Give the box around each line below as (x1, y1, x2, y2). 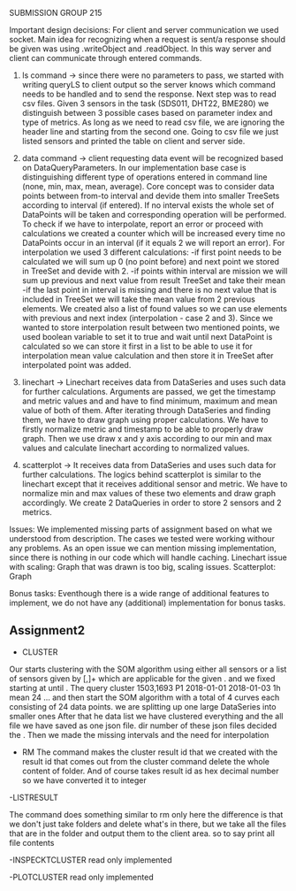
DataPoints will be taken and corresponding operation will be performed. (21, 210, 287, 219)
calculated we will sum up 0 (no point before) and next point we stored (21, 257, 280, 266)
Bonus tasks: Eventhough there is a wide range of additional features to (9, 588, 269, 598)
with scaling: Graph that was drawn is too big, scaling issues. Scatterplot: (9, 562, 277, 572)
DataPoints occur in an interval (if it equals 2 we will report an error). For (21, 238, 285, 248)
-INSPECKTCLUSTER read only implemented (9, 854, 172, 865)
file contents (9, 837, 55, 848)
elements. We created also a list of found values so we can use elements (21, 303, 287, 313)
